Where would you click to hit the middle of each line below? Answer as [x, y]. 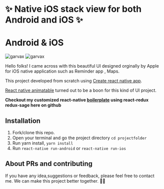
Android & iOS [34, 43]
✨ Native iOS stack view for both [73, 9]
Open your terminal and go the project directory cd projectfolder [80, 138]
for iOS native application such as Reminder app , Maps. [62, 71]
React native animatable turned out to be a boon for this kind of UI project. [81, 90]
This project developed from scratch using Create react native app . [74, 81]
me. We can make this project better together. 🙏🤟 [55, 181]
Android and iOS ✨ [44, 20]
